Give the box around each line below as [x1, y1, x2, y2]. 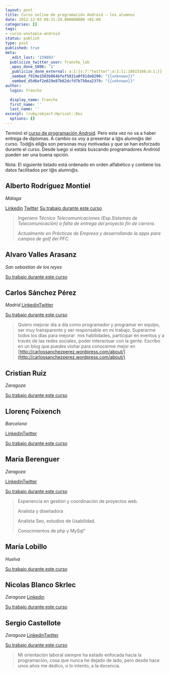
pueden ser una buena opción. [5, 151, 70, 158]
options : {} [10, 116, 36, 121]
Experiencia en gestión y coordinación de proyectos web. [17, 498, 139, 504]
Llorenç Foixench [5, 407, 61, 415]
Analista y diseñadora [17, 508, 63, 514]
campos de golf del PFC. [17, 235, 70, 242]
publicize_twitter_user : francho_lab [10, 60, 90, 65]
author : [5, 83, 22, 88]
